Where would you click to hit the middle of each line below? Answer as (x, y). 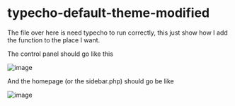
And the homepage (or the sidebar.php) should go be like (91, 81)
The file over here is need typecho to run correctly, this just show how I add (117, 33)
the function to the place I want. (54, 40)
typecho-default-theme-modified (109, 13)
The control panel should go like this (60, 54)
